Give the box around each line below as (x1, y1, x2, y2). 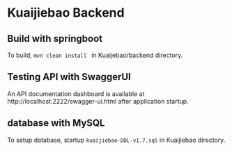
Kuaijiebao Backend (7, 5, 125, 21)
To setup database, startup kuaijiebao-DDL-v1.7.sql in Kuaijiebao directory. (7, 136, 226, 144)
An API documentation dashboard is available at (7, 89, 145, 98)
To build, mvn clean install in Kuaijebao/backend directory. (7, 51, 183, 59)
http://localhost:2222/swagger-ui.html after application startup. (7, 97, 190, 105)
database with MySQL (7, 117, 105, 129)
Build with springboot (7, 33, 103, 45)
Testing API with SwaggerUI (7, 71, 131, 83)
